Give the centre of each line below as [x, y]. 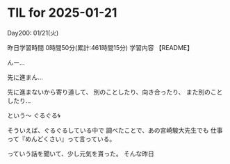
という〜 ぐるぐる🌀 [34, 115]
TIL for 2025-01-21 [62, 13]
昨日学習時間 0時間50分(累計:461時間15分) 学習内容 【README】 [100, 47]
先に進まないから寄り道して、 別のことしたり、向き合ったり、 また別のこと [115, 92]
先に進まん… [25, 77]
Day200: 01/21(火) [33, 33]
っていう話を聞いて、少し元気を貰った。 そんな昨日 [81, 154]
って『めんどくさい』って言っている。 [61, 139]
